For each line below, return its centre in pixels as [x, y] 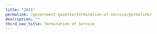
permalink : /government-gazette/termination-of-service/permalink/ [79, 14]
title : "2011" [20, 10]
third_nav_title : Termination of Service [50, 24]
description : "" [23, 19]
